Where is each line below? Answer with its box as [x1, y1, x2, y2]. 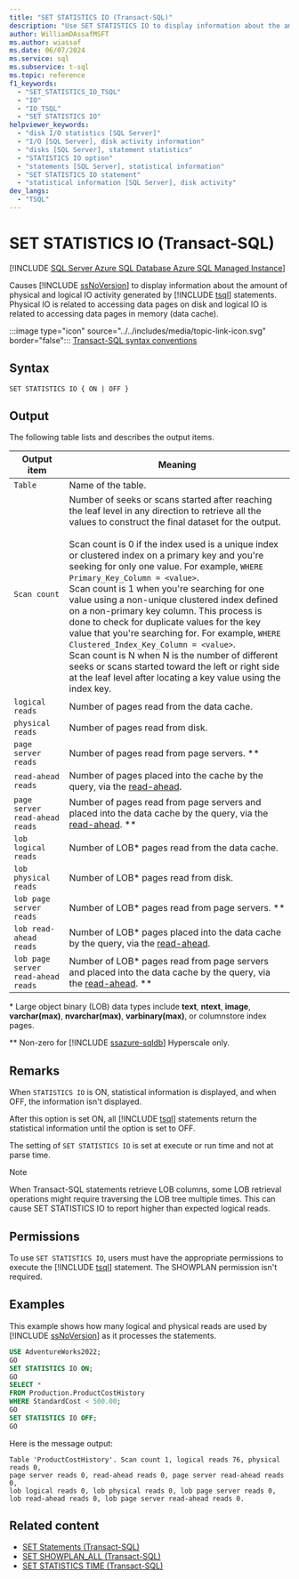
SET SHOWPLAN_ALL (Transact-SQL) [21, 1551, 162, 1562]
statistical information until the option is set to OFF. [9, 1123, 196, 1134]
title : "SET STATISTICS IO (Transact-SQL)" [9, 12, 174, 22]
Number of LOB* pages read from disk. [69, 872, 234, 884]
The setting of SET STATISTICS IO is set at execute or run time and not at [9, 1140, 274, 1151]
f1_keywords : [9, 79, 58, 88]
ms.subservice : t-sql [9, 63, 90, 72]
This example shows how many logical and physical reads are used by [9, 1320, 268, 1331]
